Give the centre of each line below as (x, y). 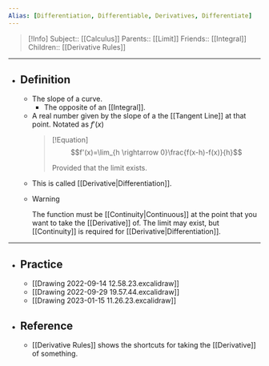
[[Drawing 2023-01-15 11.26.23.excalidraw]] (104, 300)
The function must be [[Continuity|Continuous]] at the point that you (145, 215)
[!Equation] (70, 140)
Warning (46, 199)
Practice (41, 264)
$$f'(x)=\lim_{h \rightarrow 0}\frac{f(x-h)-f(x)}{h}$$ (157, 152)
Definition (45, 80)
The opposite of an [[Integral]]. (94, 107)
